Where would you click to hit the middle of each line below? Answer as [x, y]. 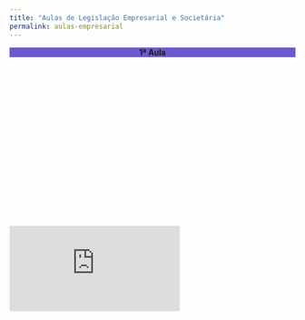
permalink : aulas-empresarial [67, 26]
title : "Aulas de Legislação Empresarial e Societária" [117, 18]
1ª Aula [152, 52]
